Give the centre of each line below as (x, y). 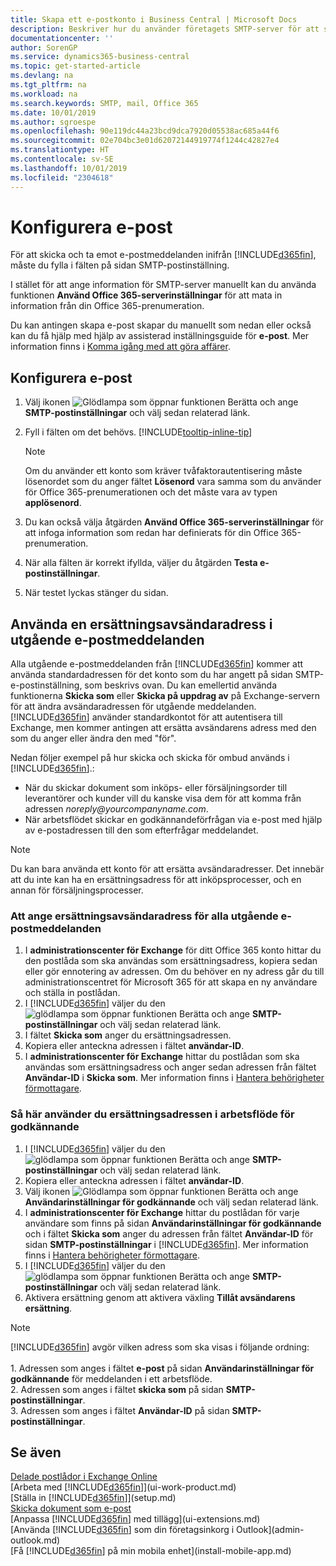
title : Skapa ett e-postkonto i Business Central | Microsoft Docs (154, 19)
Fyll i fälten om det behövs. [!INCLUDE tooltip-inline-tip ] (138, 432)
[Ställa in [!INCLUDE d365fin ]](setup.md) (93, 1498)
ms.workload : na (44, 94)
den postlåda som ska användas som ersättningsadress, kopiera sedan (171, 961)
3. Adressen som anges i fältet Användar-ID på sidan (120, 1410)
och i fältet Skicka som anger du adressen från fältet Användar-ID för (169, 1233)
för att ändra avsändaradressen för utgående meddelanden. (133, 707)
